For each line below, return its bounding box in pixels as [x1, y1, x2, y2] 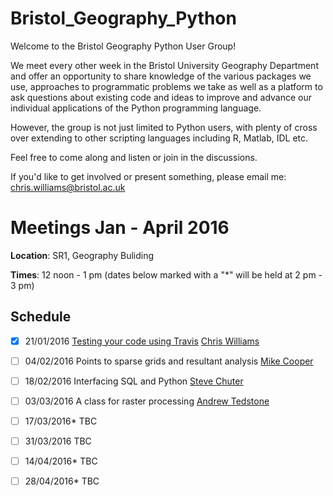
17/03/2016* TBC [24, 415, 98, 427]
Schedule [10, 308, 72, 326]
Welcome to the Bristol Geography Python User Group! [10, 40, 237, 52]
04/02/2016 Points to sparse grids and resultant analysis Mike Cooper [24, 355, 314, 367]
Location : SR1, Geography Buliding [10, 249, 155, 261]
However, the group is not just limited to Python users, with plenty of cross [10, 121, 318, 133]
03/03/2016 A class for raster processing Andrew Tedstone [24, 395, 270, 407]
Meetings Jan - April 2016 [10, 217, 230, 239]
